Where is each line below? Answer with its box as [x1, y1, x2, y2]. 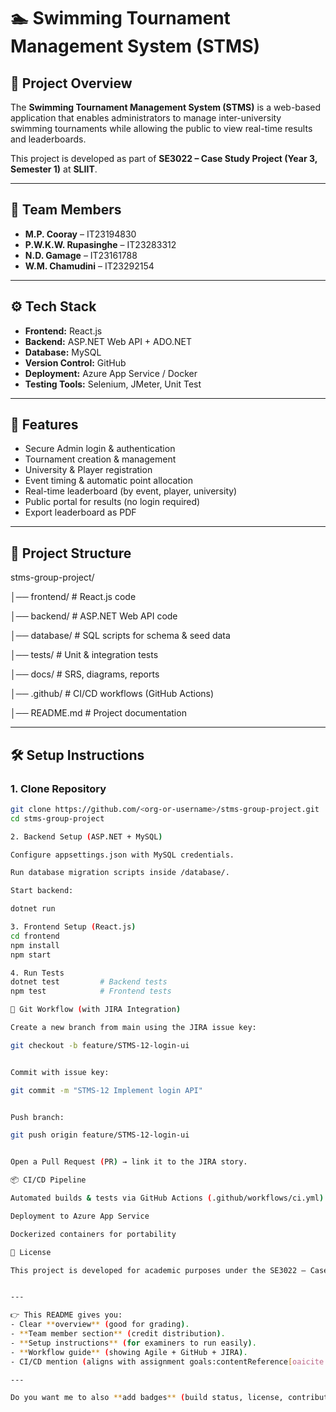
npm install [10, 940, 60, 950]
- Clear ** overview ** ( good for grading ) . [10, 1320, 190, 1330]
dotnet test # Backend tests [10, 977, 168, 987]
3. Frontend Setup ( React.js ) [10, 922, 137, 932]
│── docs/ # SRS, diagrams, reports [10, 668, 160, 680]
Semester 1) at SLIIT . [10, 163, 98, 175]
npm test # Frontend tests [10, 986, 172, 997]
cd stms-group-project [10, 813, 105, 824]
